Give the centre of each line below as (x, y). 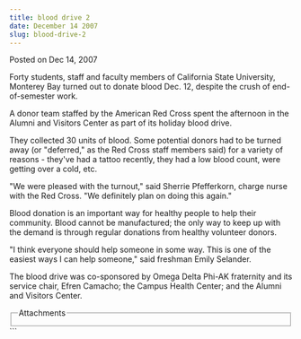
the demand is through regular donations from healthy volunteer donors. (143, 232)
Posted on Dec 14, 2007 (53, 60)
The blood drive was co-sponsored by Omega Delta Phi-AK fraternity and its (151, 277)
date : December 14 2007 (54, 26)
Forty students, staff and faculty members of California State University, (142, 77)
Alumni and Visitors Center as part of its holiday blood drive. (120, 123)
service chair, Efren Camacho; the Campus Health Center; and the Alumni (146, 286)
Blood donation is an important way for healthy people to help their (133, 213)
